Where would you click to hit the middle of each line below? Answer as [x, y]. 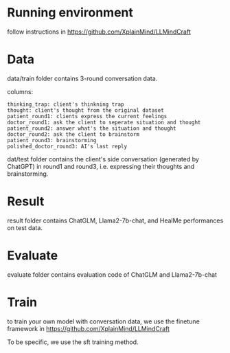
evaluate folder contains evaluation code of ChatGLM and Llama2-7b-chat [112, 274]
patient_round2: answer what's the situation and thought [92, 128]
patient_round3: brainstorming [52, 140]
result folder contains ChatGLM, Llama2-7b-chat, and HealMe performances [115, 220]
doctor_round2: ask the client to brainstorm [73, 134]
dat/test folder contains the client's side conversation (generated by [103, 159]
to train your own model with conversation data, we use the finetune [104, 321]
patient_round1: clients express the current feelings [87, 116]
